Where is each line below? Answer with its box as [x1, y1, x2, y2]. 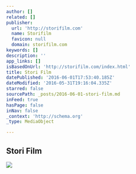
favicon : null [11, 36, 46, 42]
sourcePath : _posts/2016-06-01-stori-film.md [6, 91, 120, 97]
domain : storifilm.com [11, 42, 67, 48]
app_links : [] [6, 58, 41, 64]
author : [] [6, 8, 33, 15]
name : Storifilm [11, 31, 51, 37]
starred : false [6, 86, 44, 92]
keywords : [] [6, 47, 38, 53]
